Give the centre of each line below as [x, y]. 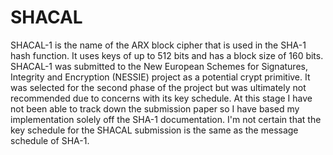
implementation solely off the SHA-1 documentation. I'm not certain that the [166, 119]
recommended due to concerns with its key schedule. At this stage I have [161, 98]
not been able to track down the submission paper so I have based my [155, 108]
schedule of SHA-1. [50, 140]
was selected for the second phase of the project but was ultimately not [158, 87]
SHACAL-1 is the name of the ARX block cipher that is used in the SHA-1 [158, 45]
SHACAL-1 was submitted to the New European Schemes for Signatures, [159, 66]
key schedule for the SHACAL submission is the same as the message [154, 130]
